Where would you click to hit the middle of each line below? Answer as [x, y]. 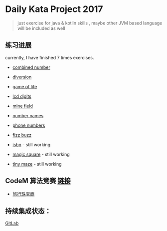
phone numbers [29, 125]
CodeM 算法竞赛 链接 [38, 181]
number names [28, 115]
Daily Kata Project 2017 [54, 9]
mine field [23, 106]
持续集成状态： [28, 211]
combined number [31, 67]
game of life [25, 86]
